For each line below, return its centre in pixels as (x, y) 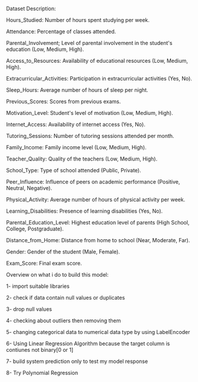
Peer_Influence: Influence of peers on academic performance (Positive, (93, 182)
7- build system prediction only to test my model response (77, 361)
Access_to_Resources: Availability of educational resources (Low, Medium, (97, 61)
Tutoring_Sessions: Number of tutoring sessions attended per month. (90, 136)
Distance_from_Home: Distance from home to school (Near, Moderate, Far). (98, 240)
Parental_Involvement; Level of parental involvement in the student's (89, 43)
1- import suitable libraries (38, 286)
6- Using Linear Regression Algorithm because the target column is (88, 344)
